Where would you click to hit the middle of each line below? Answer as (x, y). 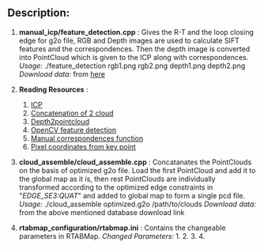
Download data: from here (62, 74)
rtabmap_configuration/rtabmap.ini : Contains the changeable (122, 228)
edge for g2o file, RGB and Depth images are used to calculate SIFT (129, 40)
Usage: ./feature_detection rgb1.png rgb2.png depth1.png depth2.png (132, 66)
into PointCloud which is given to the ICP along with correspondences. (134, 57)
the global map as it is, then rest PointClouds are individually (117, 179)
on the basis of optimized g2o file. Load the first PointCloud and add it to (137, 170)
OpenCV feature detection (74, 130)
